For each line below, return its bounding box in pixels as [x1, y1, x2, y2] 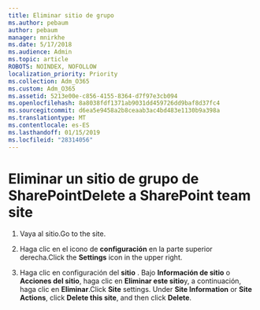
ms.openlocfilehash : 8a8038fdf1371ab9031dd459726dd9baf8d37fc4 [8, 99, 221, 107]
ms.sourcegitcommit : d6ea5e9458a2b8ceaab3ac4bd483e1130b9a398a [8, 107, 221, 115]
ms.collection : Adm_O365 [8, 77, 90, 85]
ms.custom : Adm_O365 [8, 84, 76, 93]
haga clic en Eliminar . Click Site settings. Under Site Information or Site [19, 285, 252, 294]
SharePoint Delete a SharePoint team [8, 186, 251, 205]
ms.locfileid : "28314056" [8, 135, 93, 144]
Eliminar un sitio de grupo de [8, 170, 199, 187]
